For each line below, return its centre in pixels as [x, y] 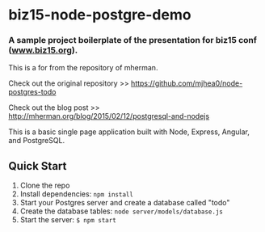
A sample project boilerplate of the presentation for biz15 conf [132, 40]
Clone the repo [45, 186]
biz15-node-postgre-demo [100, 15]
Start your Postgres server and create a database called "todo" [125, 203]
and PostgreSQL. [37, 141]
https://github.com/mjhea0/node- [187, 83]
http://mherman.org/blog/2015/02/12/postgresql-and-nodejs [109, 116]
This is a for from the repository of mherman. [83, 68]
